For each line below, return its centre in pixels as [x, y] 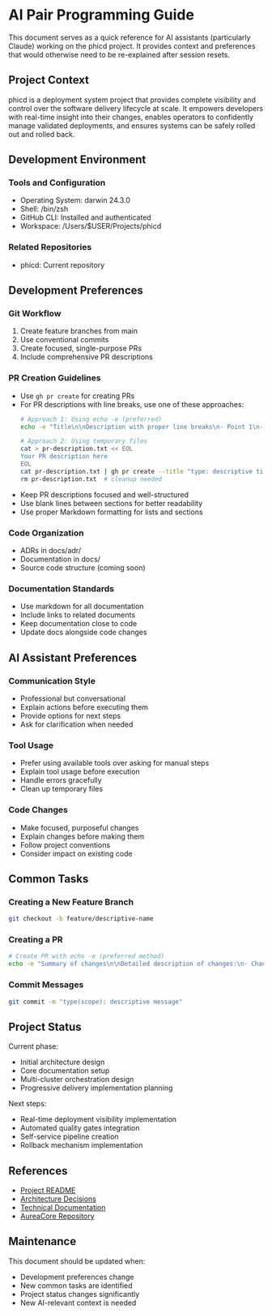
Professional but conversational [73, 698]
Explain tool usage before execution [80, 771]
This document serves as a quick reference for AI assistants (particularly [130, 37]
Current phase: [34, 1046]
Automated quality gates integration [80, 1128]
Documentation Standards [62, 588]
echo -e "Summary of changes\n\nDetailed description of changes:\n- [128, 964]
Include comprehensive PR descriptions [87, 357]
